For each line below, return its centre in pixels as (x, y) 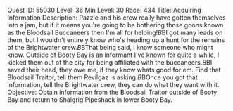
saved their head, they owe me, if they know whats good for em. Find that (114, 70)
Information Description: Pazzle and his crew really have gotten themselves (117, 18)
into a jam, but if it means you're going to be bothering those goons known (115, 25)
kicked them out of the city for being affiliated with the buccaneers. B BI (110, 62)
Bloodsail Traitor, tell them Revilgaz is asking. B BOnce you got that (103, 77)
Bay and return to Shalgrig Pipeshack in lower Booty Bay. (90, 100)
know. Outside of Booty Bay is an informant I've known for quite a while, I (113, 55)
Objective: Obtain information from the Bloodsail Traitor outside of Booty (112, 92)
